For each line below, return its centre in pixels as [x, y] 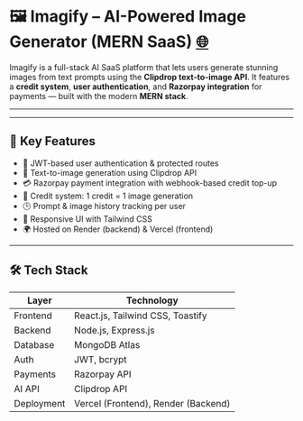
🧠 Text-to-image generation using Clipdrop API [110, 172]
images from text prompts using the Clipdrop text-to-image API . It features [150, 77]
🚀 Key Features [53, 141]
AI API [27, 389]
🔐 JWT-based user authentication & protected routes [120, 163]
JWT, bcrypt [100, 359]
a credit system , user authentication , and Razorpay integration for [136, 87]
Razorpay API [103, 374]
